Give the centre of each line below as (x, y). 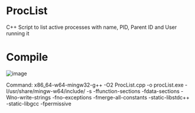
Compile (27, 57)
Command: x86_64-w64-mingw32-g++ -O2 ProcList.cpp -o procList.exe (95, 85)
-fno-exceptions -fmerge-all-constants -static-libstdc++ (121, 97)
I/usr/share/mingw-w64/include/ (46, 91)
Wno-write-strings (29, 97)
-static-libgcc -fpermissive (39, 104)
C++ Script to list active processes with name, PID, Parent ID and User (92, 27)
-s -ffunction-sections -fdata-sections (133, 91)
